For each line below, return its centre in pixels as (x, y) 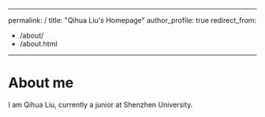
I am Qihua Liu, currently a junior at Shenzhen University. (101, 104)
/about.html (38, 44)
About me (41, 83)
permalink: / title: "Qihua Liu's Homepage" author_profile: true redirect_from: (132, 20)
